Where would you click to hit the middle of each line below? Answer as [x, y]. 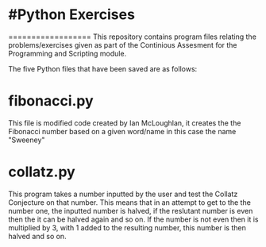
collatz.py [42, 172]
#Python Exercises [71, 15]
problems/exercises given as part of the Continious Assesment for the [123, 44]
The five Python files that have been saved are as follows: [103, 68]
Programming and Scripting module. [67, 53]
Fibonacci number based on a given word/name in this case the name [122, 131]
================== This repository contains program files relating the [132, 37]
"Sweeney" [27, 140]
